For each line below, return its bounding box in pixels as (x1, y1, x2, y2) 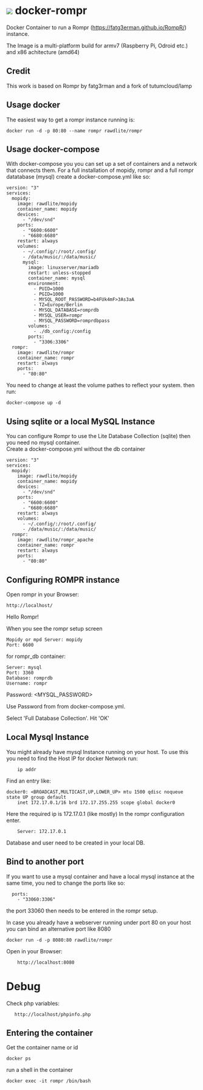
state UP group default (6, 794, 67, 800)
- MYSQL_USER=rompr (33, 312, 83, 319)
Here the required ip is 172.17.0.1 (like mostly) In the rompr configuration (6, 810, 185, 817)
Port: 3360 (6, 670, 34, 676)
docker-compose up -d (6, 400, 61, 406)
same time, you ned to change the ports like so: (6, 879, 126, 886)
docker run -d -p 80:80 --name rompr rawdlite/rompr (6, 128, 143, 134)
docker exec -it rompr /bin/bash (6, 1078, 91, 1085)
